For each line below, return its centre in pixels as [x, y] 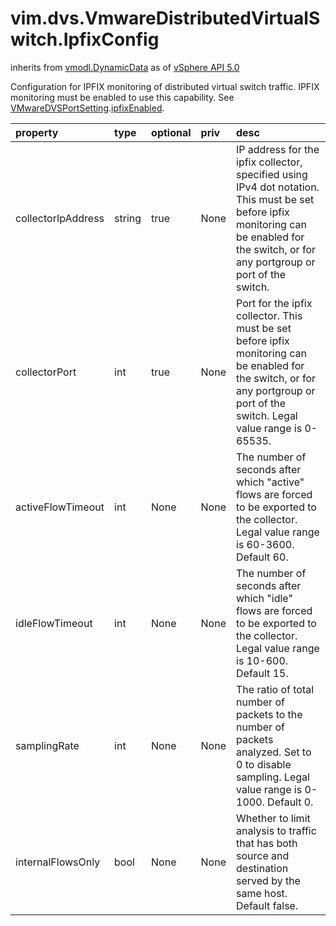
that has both [267, 843]
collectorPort [46, 372]
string [128, 218]
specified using [272, 174]
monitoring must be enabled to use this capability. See [122, 97]
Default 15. [262, 673]
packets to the [269, 714]
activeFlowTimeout [60, 507]
